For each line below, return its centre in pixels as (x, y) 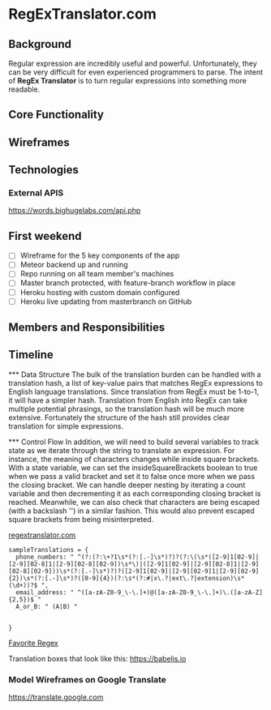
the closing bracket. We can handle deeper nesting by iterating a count (127, 485)
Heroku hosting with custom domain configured (100, 292)
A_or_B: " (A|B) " (47, 606)
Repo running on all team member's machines (97, 274)
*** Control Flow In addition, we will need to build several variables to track (134, 442)
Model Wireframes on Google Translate (87, 679)
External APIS (36, 193)
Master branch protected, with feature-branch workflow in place (128, 283)
